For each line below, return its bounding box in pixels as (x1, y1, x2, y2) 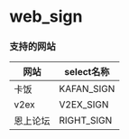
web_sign (9, 6, 83, 27)
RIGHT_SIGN (59, 115, 113, 127)
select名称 (64, 66, 110, 79)
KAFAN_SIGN (59, 83, 115, 96)
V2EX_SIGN (59, 98, 109, 111)
